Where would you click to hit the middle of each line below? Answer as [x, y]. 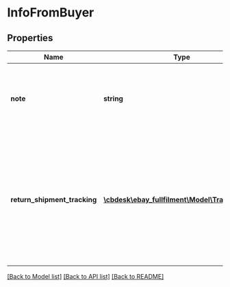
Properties [30, 38]
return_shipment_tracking [54, 200]
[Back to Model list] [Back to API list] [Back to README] [86, 276]
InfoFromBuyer [51, 13]
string [113, 99]
